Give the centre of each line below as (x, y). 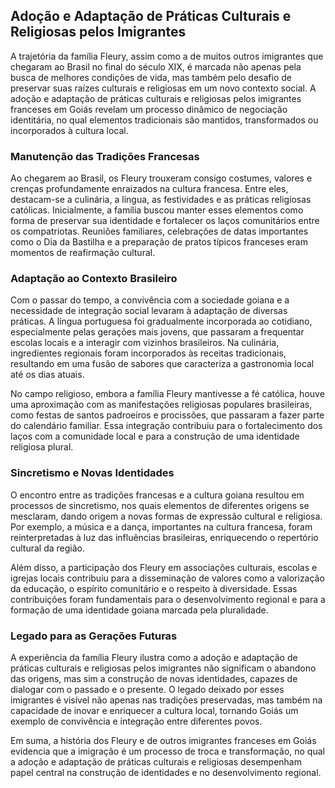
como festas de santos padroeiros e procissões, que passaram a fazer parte (167, 415)
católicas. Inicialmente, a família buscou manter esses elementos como (157, 210)
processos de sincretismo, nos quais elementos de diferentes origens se (160, 505)
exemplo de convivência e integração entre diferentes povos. (136, 721)
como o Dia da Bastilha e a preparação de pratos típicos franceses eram (159, 242)
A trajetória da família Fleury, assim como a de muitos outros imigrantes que (167, 56)
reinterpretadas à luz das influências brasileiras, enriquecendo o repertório (164, 537)
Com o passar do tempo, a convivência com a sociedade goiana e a (150, 300)
